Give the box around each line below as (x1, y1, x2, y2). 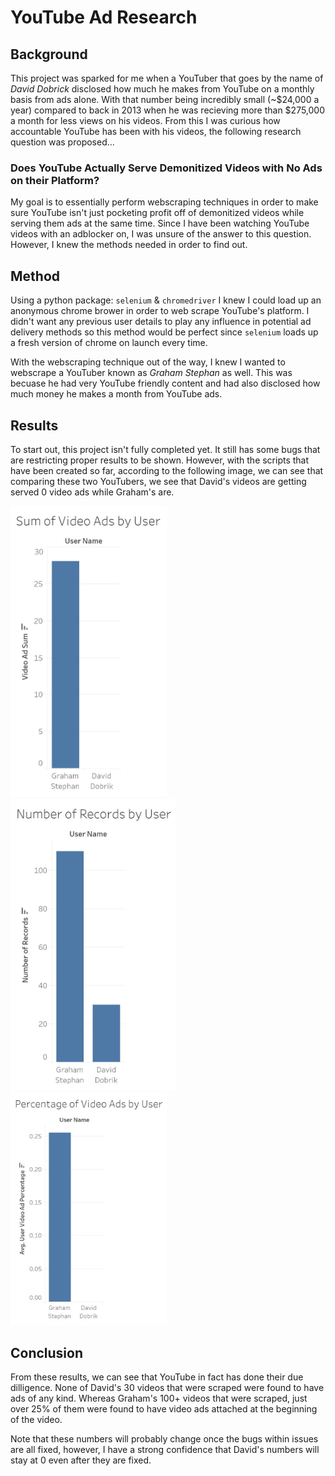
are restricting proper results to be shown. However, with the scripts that (10, 454, 310, 466)
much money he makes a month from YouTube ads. (10, 388, 223, 400)
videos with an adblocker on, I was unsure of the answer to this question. (10, 228, 312, 240)
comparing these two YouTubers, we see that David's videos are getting (10, 475, 307, 487)
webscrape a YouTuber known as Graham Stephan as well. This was (10, 367, 293, 379)
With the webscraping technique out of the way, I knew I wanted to (10, 356, 286, 368)
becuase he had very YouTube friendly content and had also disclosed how (10, 377, 321, 390)
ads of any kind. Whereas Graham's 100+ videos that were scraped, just (10, 1392, 308, 1405)
